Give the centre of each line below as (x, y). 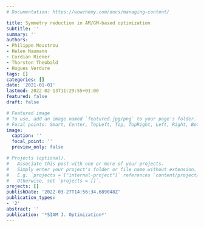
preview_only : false (38, 147)
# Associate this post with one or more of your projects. (85, 164)
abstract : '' (23, 209)
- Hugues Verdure (28, 68)
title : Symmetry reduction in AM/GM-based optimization (78, 23)
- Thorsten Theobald (32, 62)
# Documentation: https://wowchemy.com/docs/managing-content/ (88, 12)
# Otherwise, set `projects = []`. (54, 181)
